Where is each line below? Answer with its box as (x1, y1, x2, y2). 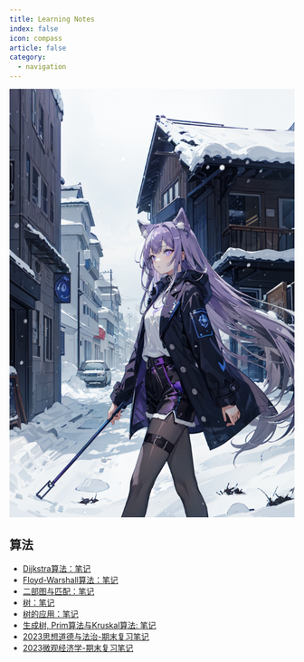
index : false (9, 24, 59, 34)
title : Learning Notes (9, 14, 95, 24)
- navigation (17, 62, 67, 72)
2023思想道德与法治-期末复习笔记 (22, 630, 149, 642)
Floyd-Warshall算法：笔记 (22, 574, 119, 585)
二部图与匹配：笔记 (22, 585, 95, 597)
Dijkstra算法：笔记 (22, 562, 91, 574)
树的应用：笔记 (22, 608, 79, 619)
